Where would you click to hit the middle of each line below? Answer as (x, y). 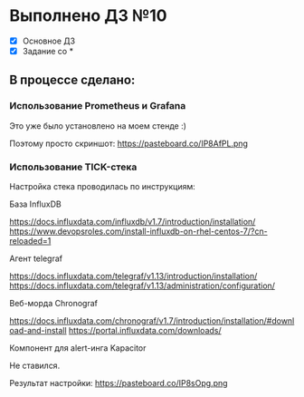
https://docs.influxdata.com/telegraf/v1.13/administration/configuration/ (142, 286)
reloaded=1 (30, 241)
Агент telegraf (36, 258)
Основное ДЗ (48, 41)
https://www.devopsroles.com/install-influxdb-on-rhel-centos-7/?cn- (139, 231)
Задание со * (48, 51)
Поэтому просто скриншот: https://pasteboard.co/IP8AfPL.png (129, 143)
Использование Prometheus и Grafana (98, 106)
